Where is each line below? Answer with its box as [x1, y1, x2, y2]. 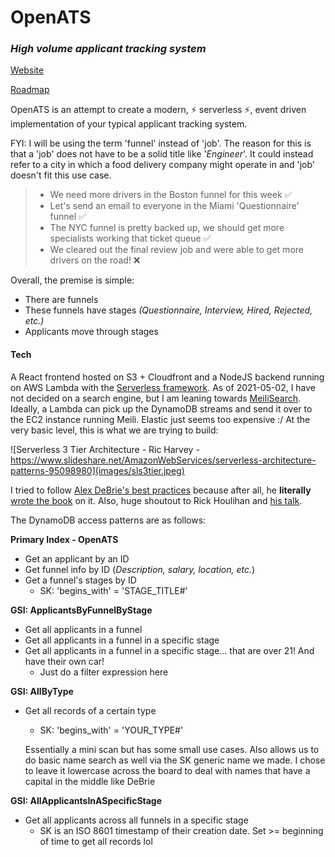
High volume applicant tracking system [10, 42, 207, 56]
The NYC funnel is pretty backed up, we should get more [49, 222, 285, 234]
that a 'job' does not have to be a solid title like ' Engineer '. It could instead [10, 148, 314, 160]
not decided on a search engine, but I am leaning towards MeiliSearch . [10, 392, 302, 404]
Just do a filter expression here [39, 666, 169, 678]
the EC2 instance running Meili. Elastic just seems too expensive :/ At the [10, 413, 311, 425]
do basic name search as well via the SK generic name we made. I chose [24, 754, 326, 766]
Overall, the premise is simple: [10, 274, 135, 286]
